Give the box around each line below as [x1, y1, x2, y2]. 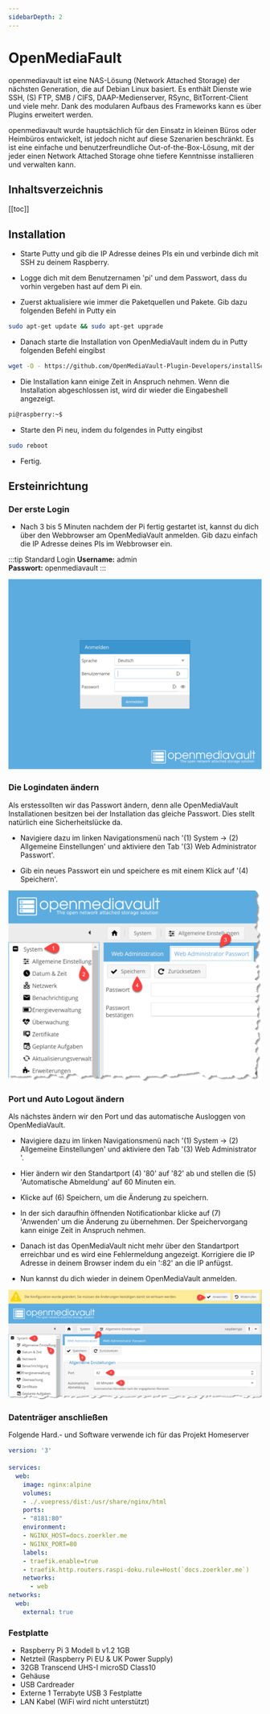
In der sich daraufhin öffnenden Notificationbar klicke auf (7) [19, 1208, 221, 1218]
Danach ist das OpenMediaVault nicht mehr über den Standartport [19, 1241, 239, 1251]
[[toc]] [8, 204, 30, 214]
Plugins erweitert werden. [8, 110, 94, 119]
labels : [22, 1548, 48, 1557]
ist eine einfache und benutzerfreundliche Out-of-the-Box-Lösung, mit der [8, 142, 255, 152]
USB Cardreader [19, 1680, 75, 1690]
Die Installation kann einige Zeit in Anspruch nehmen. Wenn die [19, 376, 230, 386]
